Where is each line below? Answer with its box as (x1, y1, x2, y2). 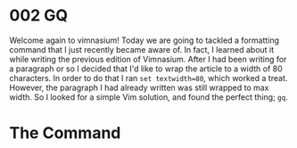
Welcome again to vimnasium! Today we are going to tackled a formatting (9, 35, 279, 45)
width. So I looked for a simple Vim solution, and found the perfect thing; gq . (9, 91, 288, 103)
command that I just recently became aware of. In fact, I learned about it (9, 44, 275, 54)
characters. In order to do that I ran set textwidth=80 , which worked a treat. (9, 72, 288, 83)
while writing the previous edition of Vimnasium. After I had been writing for (9, 53, 287, 64)
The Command (9, 123, 121, 144)
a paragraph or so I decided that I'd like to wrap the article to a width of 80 (9, 63, 283, 74)
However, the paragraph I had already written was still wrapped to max (9, 82, 269, 93)
